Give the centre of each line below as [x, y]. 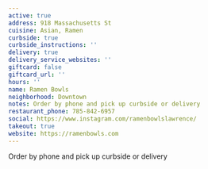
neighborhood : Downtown [48, 97]
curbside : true [33, 38]
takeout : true [32, 126]
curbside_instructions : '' [53, 45]
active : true [30, 15]
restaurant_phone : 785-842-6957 [62, 112]
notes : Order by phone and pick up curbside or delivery [104, 104]
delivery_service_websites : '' [60, 60]
